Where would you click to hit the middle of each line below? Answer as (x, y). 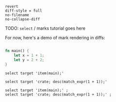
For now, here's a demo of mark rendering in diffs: (55, 38)
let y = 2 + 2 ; (29, 60)
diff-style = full (24, 11)
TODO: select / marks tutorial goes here (45, 28)
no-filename (17, 15)
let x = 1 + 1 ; (29, 55)
